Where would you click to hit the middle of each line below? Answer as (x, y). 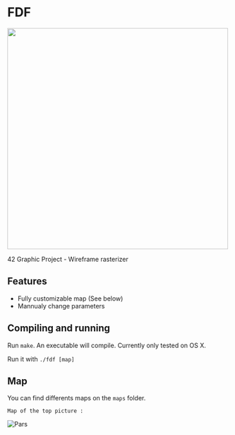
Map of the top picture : (45, 411)
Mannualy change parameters (61, 306)
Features (27, 281)
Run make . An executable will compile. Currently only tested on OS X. (107, 345)
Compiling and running (59, 329)
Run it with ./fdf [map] (41, 359)
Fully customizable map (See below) (70, 298)
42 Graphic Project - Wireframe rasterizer (68, 259)
